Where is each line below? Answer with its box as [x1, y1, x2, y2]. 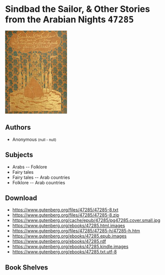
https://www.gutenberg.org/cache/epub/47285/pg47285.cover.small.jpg [12, 217, 161, 223]
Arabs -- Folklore [12, 164, 47, 170]
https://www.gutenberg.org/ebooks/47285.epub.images [12, 233, 127, 239]
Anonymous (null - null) [12, 136, 57, 142]
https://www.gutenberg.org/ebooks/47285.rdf [12, 238, 106, 244]
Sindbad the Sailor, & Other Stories [5, 3, 150, 15]
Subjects [5, 151, 33, 159]
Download [5, 194, 37, 202]
